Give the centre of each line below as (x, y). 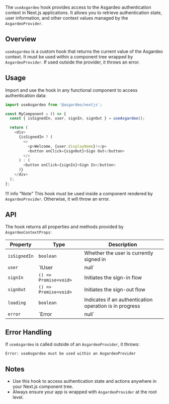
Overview (21, 39)
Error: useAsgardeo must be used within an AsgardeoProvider (71, 354)
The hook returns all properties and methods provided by (65, 227)
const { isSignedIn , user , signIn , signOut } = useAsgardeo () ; (77, 119)
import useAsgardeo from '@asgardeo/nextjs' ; (54, 105)
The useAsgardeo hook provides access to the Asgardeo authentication (78, 7)
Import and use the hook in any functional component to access (71, 90)
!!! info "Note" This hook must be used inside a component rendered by (79, 193)
